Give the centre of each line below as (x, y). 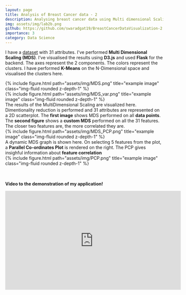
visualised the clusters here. (34, 73)
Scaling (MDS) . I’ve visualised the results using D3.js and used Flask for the (84, 57)
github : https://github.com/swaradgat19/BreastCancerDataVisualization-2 (84, 29)
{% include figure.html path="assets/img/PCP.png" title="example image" (81, 158)
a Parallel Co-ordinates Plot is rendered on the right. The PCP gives (76, 147)
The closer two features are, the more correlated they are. (65, 126)
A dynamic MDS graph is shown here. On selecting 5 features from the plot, (83, 142)
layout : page (19, 10)
